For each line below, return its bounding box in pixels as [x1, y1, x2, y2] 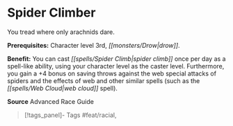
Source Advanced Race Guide [7, 97, 94, 105]
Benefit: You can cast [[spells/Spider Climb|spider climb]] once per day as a [7, 54, 226, 63]
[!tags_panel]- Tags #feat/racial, [24, 111, 117, 119]
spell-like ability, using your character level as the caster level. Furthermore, [7, 62, 225, 70]
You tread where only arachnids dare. [7, 28, 115, 36]
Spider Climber [7, 5, 96, 21]
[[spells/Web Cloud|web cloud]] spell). [7, 84, 118, 92]
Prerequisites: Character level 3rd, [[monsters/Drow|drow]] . [7, 41, 180, 49]
